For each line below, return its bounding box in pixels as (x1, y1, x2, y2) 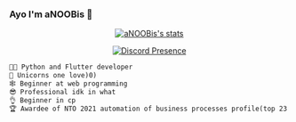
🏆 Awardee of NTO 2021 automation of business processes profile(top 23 (9, 104, 287, 113)
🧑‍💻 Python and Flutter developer (9, 62, 133, 72)
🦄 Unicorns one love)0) (9, 71, 98, 80)
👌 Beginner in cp (9, 95, 76, 105)
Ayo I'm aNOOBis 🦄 (9, 8, 93, 20)
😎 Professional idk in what (9, 87, 116, 96)
